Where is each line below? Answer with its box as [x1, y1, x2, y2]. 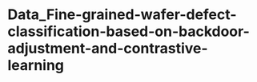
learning [7, 57, 65, 75]
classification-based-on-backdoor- [7, 22, 250, 41]
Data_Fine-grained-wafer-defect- [7, 6, 237, 24]
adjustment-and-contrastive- [7, 40, 209, 57]
